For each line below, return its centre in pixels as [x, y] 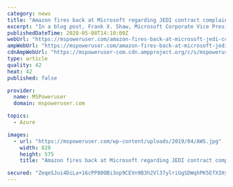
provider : [21, 91]
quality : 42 [24, 65]
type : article [28, 59]
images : [18, 135]
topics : [18, 116]
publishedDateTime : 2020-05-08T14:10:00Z [68, 33]
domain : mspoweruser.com [49, 104]
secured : [20, 173]
